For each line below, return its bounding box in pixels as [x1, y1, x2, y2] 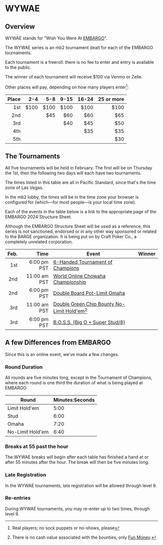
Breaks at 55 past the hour [5, 443, 69, 450]
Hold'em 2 [65, 307, 88, 315]
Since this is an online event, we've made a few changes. [5, 351, 119, 357]
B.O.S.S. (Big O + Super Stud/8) [53, 319, 125, 325]
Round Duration [5, 363, 43, 370]
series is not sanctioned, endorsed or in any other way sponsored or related [5, 228, 157, 234]
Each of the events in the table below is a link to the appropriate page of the [5, 209, 157, 215]
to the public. [5, 64, 32, 70]
